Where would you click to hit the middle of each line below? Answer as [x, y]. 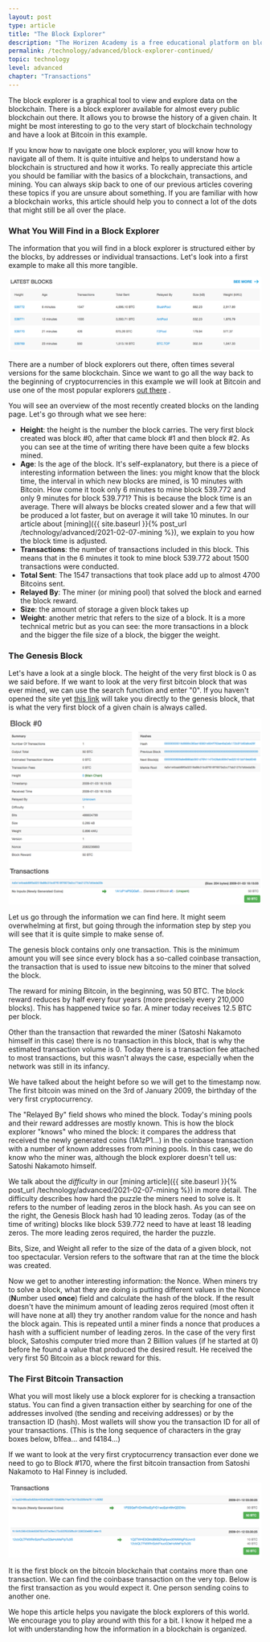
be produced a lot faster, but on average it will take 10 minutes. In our [134, 516]
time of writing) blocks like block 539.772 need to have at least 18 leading [130, 1224]
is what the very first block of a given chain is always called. [108, 707]
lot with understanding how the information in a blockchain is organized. [128, 1629]
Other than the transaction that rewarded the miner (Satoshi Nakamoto [125, 1032]
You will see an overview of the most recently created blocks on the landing [134, 405]
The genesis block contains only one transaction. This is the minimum [124, 949]
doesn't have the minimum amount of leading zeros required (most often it [131, 1307]
